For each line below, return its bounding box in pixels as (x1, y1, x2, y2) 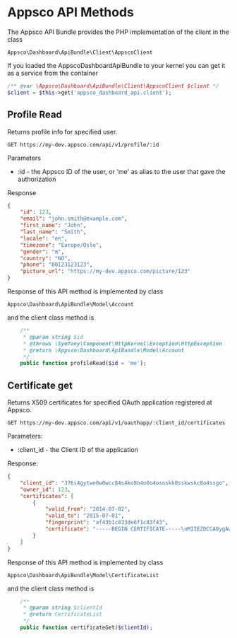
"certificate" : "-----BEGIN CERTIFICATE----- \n (44, 526, 188, 533)
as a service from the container (7, 69, 99, 77)
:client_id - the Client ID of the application (17, 446, 139, 454)
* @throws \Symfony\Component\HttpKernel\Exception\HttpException (23, 340, 222, 347)
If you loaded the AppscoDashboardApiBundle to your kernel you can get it (7, 61, 226, 69)
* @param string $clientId (23, 604, 102, 612)
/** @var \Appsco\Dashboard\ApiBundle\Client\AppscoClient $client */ (7, 82, 219, 89)
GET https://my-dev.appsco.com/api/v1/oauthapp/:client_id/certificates (7, 419, 226, 427)
